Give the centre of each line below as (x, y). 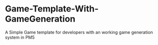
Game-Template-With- (52, 9)
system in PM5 (20, 37)
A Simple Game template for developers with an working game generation (79, 32)
